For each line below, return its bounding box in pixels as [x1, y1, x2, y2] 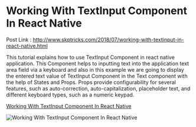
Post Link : [6, 36, 32, 43]
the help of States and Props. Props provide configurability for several [6, 78, 176, 86]
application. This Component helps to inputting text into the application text [6, 60, 190, 67]
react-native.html [6, 42, 48, 49]
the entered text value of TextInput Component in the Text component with [6, 72, 188, 79]
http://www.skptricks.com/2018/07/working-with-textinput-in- [32, 36, 184, 43]
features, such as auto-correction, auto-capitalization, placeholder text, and [6, 85, 191, 92]
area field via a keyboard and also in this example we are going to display [6, 66, 184, 73]
